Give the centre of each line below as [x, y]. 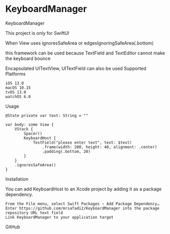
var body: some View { [30, 124]
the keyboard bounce [28, 58]
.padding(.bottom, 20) [66, 151]
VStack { [24, 129]
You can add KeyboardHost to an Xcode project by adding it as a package [83, 189]
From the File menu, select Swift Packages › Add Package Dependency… [82, 204]
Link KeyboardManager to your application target [60, 217]
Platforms [15, 74]
